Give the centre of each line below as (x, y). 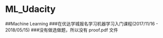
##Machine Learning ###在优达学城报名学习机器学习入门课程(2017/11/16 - (82, 23)
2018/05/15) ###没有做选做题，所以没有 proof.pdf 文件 (62, 30)
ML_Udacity (31, 9)
